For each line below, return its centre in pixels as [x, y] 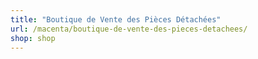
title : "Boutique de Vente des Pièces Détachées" [116, 19]
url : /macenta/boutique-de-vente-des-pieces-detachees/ [129, 29]
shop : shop [33, 38]
